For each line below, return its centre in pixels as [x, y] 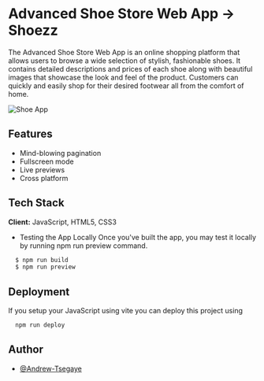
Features [30, 134]
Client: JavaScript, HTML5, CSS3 [62, 222]
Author [26, 350]
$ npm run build [42, 260]
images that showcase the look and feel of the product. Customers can [123, 77]
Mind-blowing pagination [60, 153]
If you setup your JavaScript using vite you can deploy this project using [125, 311]
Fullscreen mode [47, 161]
